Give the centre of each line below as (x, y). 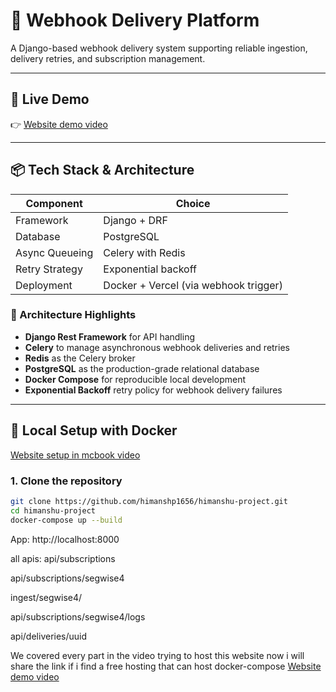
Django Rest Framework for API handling (110, 336)
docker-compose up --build (66, 520)
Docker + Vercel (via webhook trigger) (193, 285)
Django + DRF (135, 220)
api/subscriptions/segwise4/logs (78, 616)
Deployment (44, 285)
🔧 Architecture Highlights (73, 315)
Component (54, 203)
